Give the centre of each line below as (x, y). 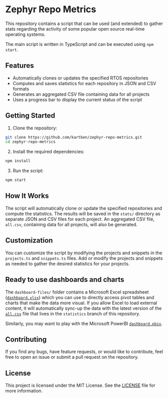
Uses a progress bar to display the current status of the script (77, 99)
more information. (24, 391)
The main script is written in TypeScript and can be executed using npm (79, 44)
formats (21, 89)
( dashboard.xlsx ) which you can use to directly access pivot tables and (80, 297)
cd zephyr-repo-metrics (31, 142)
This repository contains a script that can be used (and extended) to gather (84, 23)
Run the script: (28, 171)
